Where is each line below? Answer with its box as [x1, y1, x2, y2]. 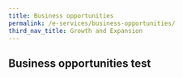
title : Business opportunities [8, 11, 114, 20]
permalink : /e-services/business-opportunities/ [8, 19, 176, 27]
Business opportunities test [8, 56, 151, 70]
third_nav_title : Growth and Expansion [8, 27, 143, 35]
